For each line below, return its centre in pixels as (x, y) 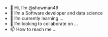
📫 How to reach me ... (33, 29)
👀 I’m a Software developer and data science (56, 13)
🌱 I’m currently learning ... (37, 18)
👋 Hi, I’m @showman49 (34, 8)
